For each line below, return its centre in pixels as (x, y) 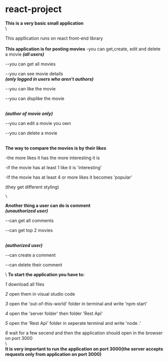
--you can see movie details (34, 73)
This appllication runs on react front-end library (54, 38)
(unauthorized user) (27, 211)
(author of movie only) (29, 113)
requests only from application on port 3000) (53, 354)
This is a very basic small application (44, 23)
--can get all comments (30, 220)
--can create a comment (31, 255)
